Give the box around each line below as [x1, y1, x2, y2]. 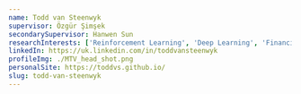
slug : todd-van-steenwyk [8, 72, 102, 81]
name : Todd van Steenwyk [8, 13, 102, 22]
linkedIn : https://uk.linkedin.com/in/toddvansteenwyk [8, 47, 218, 56]
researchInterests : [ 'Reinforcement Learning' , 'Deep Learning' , [8, 38, 258, 47]
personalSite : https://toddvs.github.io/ [8, 64, 166, 73]
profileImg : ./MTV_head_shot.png [8, 55, 134, 64]
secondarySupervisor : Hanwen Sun [8, 30, 134, 38]
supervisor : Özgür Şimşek [8, 21, 105, 30]
